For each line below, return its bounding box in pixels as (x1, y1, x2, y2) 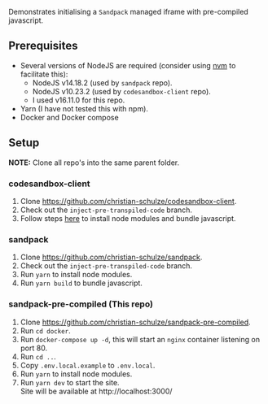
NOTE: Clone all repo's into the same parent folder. (8, 158, 180, 167)
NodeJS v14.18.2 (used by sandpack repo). (32, 77, 173, 88)
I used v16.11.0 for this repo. (32, 95, 125, 105)
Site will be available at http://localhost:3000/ (20, 386, 173, 396)
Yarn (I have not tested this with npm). (20, 103, 149, 113)
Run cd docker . (20, 325, 71, 336)
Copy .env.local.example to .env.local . (20, 360, 156, 370)
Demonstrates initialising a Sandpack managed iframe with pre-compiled (8, 7, 248, 16)
